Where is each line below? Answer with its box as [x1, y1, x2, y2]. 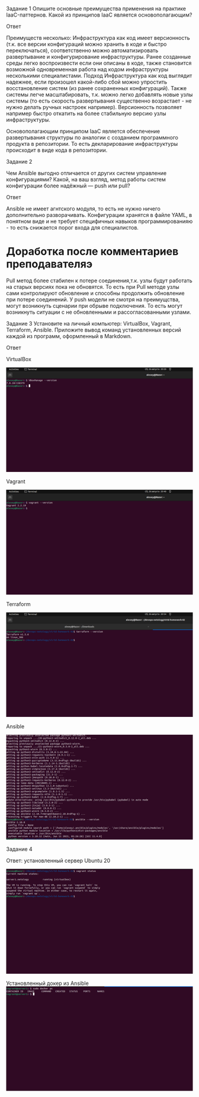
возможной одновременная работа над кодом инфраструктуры [6, 66, 169, 73]
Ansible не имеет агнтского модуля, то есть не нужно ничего [6, 205, 161, 212]
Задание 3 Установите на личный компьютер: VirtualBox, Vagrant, [6, 320, 172, 327]
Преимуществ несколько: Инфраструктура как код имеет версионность [6, 34, 191, 41]
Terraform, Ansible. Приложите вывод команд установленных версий [6, 326, 182, 333]
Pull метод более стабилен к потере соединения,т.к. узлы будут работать [6, 277, 192, 284]
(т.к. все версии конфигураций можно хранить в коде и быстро [6, 41, 167, 47]
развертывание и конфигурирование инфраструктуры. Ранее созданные [6, 53, 191, 60]
